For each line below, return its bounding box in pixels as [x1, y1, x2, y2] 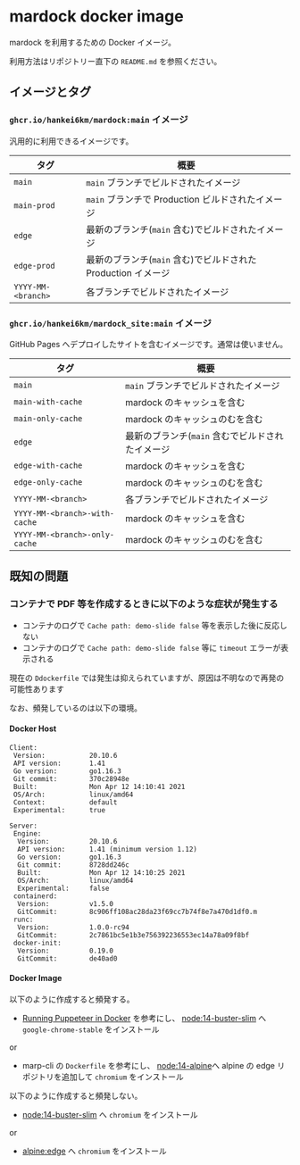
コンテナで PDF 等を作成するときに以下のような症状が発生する [9, 598, 279, 611]
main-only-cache [13, 413, 83, 423]
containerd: [12, 891, 58, 901]
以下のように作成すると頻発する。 [9, 994, 135, 1005]
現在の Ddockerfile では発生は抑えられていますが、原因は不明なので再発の [9, 672, 284, 683]
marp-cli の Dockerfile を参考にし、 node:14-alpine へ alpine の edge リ [21, 1061, 286, 1071]
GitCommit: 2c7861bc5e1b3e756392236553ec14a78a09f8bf [17, 930, 250, 939]
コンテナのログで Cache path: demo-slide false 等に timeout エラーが [21, 642, 281, 653]
